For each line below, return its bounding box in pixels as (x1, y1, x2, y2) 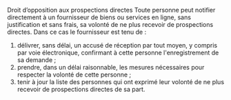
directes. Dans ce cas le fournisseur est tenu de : (7, 28, 147, 36)
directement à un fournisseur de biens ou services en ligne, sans (7, 13, 192, 21)
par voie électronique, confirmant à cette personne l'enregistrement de (17, 48, 219, 57)
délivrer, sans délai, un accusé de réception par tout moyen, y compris (17, 41, 218, 49)
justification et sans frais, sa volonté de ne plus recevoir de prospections (7, 21, 214, 28)
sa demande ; (17, 56, 57, 64)
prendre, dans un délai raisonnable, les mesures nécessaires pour (17, 63, 205, 71)
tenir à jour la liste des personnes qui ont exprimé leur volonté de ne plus (17, 78, 225, 86)
